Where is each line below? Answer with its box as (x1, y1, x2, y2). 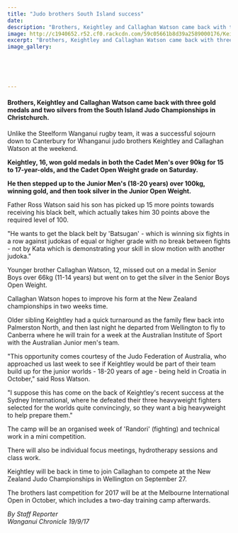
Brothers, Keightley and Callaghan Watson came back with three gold (7, 98, 216, 106)
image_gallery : (7, 43, 52, 50)
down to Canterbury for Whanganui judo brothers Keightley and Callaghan (7, 136, 225, 145)
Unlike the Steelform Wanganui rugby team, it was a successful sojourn (7, 129, 216, 138)
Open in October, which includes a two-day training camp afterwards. (7, 495, 211, 504)
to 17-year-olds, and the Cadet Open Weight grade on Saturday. (7, 165, 198, 174)
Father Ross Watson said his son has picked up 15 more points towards (7, 200, 215, 209)
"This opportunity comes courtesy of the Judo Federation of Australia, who (7, 352, 227, 360)
